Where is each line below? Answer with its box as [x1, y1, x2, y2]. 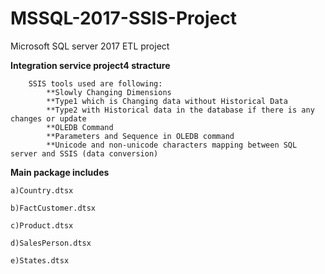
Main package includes [10, 166, 110, 178]
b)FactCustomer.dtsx [10, 203, 97, 213]
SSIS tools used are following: [28, 78, 163, 89]
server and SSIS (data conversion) [10, 148, 159, 159]
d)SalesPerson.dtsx [10, 238, 92, 248]
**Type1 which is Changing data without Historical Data [46, 96, 288, 106]
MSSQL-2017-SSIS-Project [10, 7, 237, 30]
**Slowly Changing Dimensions [46, 87, 172, 97]
